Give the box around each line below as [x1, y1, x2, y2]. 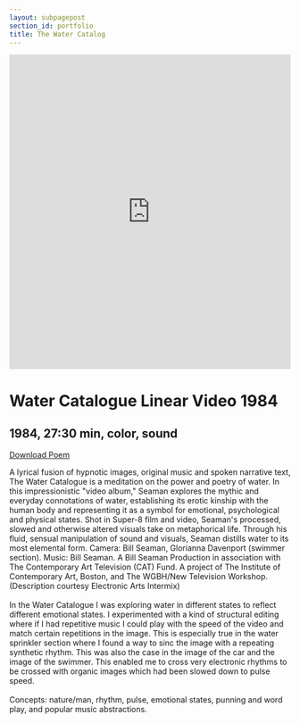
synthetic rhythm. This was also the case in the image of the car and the [9, 647, 275, 658]
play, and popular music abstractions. [9, 704, 147, 715]
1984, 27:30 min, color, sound [9, 426, 179, 441]
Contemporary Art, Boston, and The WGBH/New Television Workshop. [9, 571, 268, 582]
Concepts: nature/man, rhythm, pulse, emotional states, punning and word [9, 694, 283, 705]
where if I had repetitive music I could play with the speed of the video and [9, 619, 284, 629]
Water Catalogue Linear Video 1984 [9, 390, 279, 411]
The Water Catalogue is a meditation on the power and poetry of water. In [9, 477, 279, 487]
